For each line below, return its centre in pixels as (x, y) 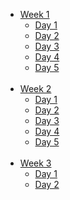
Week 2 (35, 88)
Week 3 (35, 163)
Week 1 (34, 14)
